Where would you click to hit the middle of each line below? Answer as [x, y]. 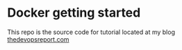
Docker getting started [74, 13]
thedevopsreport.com [38, 39]
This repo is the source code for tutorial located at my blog [91, 32]
